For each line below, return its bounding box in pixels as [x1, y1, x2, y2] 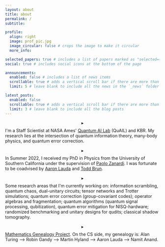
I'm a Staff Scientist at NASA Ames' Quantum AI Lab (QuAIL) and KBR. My [5, 128, 155, 134]
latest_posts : [5, 93, 34, 98]
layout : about [5, 7, 34, 12]
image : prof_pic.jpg [9, 39, 52, 44]
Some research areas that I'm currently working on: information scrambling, [5, 183, 159, 189]
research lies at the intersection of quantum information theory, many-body [5, 133, 158, 139]
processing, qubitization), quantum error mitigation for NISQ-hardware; [5, 204, 149, 210]
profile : [5, 30, 23, 35]
